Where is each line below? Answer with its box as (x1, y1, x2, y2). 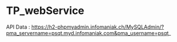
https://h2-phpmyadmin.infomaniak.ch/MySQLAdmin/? (31, 23, 165, 30)
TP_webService (6, 4, 85, 17)
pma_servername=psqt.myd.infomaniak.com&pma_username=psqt (6, 29, 169, 36)
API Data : (6, 23, 31, 30)
